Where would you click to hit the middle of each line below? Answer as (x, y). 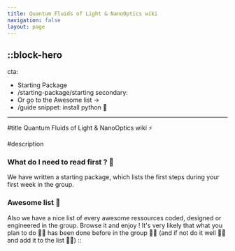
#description (26, 144)
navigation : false (34, 20)
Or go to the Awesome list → (58, 100)
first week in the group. (41, 185)
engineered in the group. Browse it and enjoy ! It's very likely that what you (115, 225)
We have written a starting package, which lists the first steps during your (114, 177)
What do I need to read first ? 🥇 (60, 162)
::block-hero (35, 55)
